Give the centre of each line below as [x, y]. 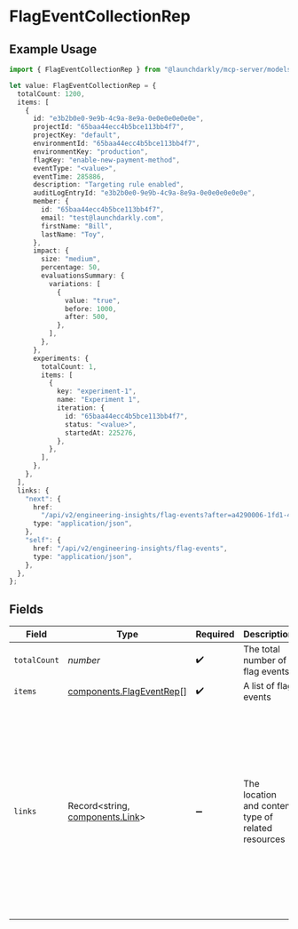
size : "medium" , [71, 260]
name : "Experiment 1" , [98, 400]
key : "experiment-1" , [97, 392]
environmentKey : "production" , [90, 152]
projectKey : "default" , [77, 135]
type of [258, 817]
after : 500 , [87, 317]
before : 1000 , [91, 308]
